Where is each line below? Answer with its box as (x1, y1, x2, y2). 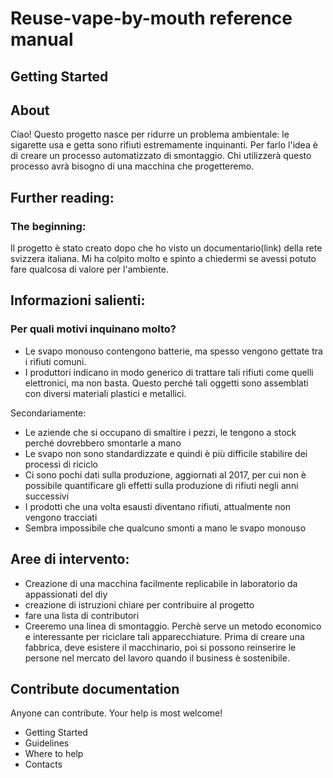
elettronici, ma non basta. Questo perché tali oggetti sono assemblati (24, 377, 309, 389)
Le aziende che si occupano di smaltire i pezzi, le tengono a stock (24, 426, 297, 438)
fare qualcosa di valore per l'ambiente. (10, 263, 169, 276)
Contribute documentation (10, 680, 180, 697)
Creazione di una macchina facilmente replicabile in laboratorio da (24, 577, 298, 589)
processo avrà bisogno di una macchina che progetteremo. (10, 160, 255, 172)
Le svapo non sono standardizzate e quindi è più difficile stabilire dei (24, 447, 308, 459)
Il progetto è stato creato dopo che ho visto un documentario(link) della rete (10, 242, 323, 254)
